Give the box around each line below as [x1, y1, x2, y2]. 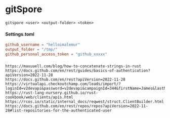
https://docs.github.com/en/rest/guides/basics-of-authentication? [5, 68, 151, 73]
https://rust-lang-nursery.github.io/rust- [5, 90, 99, 95]
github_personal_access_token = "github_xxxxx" [5, 52, 108, 57]
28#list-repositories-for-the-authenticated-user [5, 108, 112, 113]
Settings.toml [5, 31, 34, 37]
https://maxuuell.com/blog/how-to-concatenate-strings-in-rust [5, 63, 142, 69]
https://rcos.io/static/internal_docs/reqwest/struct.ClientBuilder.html [5, 99, 164, 104]
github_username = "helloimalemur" [5, 42, 80, 48]
